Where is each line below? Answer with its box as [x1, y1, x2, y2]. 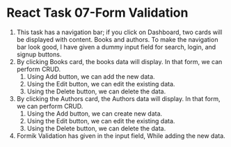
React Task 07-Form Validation [6, 5, 189, 21]
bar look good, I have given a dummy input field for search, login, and [16, 42, 216, 51]
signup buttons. [16, 50, 62, 59]
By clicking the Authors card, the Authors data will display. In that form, [16, 94, 221, 102]
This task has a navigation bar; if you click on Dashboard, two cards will [16, 28, 223, 36]
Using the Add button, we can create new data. [26, 109, 163, 118]
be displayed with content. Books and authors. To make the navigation [16, 35, 218, 43]
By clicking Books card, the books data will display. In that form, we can [16, 57, 223, 65]
